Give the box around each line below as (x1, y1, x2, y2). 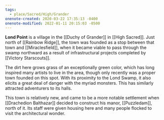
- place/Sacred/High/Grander (9, 12, 69, 17)
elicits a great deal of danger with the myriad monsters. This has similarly (5, 80, 154, 86)
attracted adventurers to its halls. (5, 85, 72, 91)
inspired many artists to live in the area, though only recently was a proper (5, 70, 156, 76)
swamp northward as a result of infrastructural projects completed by (5, 50, 146, 56)
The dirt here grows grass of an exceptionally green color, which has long (5, 65, 155, 71)
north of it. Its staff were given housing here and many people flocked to (5, 105, 152, 111)
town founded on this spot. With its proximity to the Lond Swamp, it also (5, 75, 151, 81)
